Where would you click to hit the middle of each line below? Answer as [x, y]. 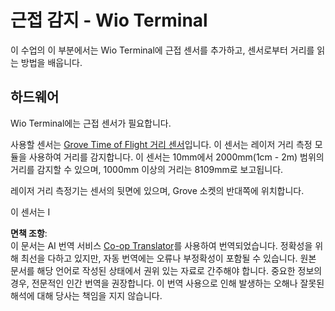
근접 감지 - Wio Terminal [109, 20]
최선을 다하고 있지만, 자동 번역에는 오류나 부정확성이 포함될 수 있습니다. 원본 [168, 258]
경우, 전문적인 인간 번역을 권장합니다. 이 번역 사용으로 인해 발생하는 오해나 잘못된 [167, 283]
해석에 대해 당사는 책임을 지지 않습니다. [86, 295]
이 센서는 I [30, 212]
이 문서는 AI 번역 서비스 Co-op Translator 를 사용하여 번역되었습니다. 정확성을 [161, 245]
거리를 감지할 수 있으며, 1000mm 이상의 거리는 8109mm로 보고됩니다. [147, 169]
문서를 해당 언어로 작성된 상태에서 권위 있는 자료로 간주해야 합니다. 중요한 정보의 [166, 270]
